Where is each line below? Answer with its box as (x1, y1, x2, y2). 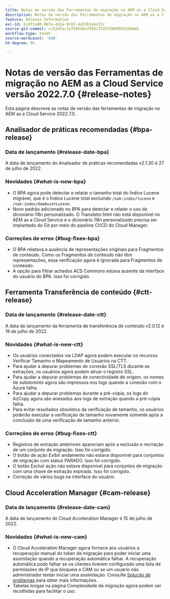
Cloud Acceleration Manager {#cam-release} (5, 488, 151, 497)
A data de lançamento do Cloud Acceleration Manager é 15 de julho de (5, 515, 153, 521)
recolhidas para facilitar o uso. (12, 588, 76, 594)
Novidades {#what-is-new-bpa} (5, 178, 87, 185)
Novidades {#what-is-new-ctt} (5, 341, 83, 348)
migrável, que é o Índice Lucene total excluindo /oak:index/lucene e (12, 195, 155, 201)
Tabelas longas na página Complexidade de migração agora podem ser (12, 583, 162, 589)
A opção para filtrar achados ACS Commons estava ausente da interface (12, 268, 164, 274)
